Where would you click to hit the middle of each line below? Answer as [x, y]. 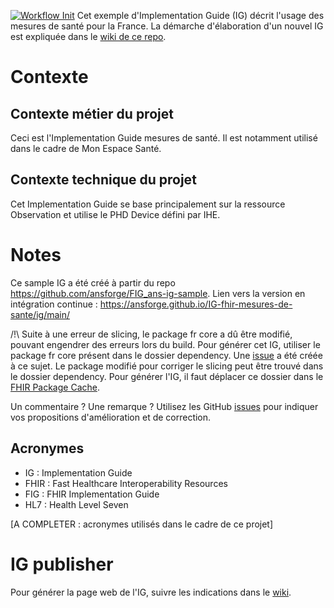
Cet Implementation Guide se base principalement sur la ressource [148, 204]
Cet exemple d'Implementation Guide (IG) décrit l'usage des [200, 15]
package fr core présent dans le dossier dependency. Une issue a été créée [166, 355]
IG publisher [62, 564]
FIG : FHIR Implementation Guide [92, 494]
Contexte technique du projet [103, 180]
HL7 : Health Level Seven [76, 504]
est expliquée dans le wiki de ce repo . [88, 36]
